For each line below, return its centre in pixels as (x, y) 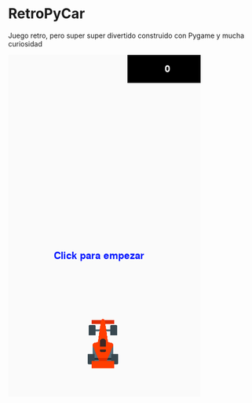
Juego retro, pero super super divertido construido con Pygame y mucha (126, 35)
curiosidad (26, 43)
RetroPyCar (47, 14)
